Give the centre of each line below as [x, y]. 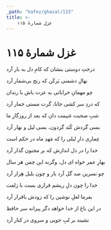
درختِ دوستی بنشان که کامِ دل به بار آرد [51, 69]
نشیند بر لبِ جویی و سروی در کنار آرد [48, 220]
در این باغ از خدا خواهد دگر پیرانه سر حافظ [54, 208]
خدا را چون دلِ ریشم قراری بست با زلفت [52, 185]
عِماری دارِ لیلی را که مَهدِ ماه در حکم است [53, 139]
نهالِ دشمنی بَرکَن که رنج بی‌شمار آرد [47, 81]
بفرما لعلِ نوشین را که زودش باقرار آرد [49, 197]
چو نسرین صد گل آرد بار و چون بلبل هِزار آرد [55, 174]
